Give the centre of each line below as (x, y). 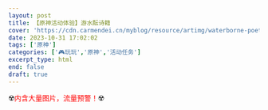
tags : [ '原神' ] (32, 45)
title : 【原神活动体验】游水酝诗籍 (59, 23)
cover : (19, 30)
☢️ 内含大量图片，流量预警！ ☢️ (57, 98)
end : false (26, 67)
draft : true (28, 74)
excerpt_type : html (41, 60)
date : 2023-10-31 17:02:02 (53, 38)
